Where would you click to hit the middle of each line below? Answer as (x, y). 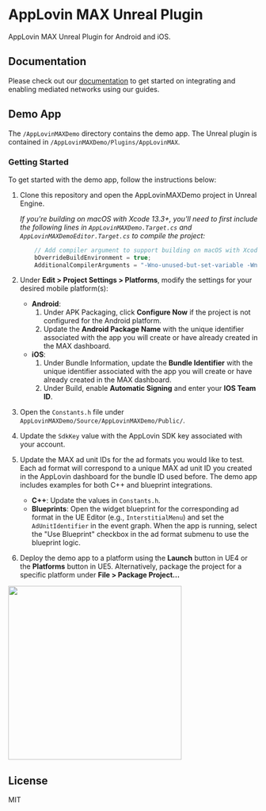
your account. (42, 444)
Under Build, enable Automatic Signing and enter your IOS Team (150, 388)
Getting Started (38, 162)
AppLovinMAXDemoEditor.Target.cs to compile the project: (112, 235)
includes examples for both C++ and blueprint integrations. (116, 485)
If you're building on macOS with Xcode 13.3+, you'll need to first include (139, 218)
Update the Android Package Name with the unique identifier (143, 329)
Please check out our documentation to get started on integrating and (122, 80)
